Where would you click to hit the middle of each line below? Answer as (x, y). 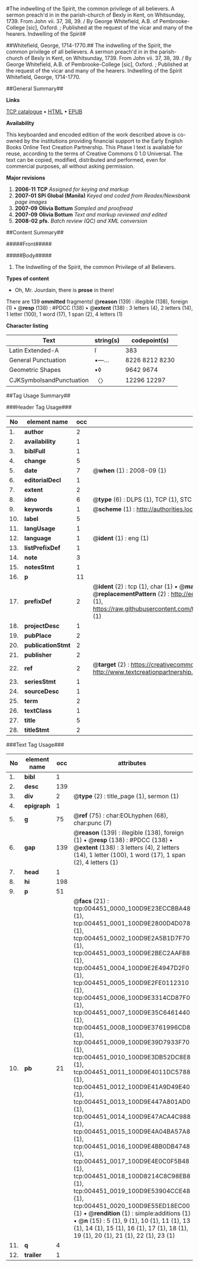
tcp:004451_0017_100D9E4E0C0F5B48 (131, 1161)
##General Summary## (35, 88)
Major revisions (26, 178)
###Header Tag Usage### (39, 407)
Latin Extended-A (34, 350)
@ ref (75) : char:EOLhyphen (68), (121, 816)
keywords (39, 509)
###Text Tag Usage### (35, 745)
